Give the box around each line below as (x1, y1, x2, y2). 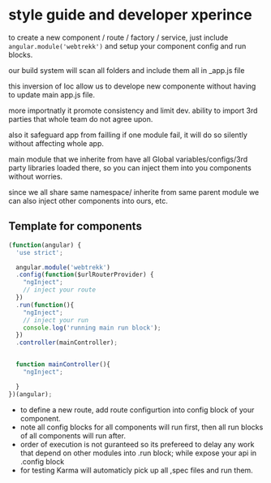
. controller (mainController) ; (15, 339, 118, 347)
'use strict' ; (15, 248, 63, 257)
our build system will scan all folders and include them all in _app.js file (8, 65, 245, 75)
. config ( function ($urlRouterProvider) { (15, 270, 154, 279)
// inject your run (23, 316, 89, 324)
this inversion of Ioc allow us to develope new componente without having (8, 81, 256, 91)
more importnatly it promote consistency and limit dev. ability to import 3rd (8, 106, 258, 115)
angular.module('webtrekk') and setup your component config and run (8, 41, 247, 50)
